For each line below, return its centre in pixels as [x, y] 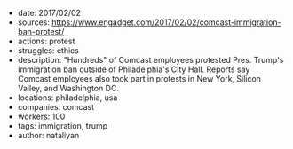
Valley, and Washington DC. [68, 88]
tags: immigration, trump [63, 126]
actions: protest [46, 41]
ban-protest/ [41, 31]
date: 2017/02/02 [49, 13]
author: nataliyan [48, 135]
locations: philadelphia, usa [67, 98]
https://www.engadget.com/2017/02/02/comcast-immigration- [166, 22]
